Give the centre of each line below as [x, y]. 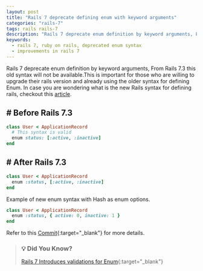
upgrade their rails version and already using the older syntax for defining [98, 81]
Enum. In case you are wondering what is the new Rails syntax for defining [99, 88]
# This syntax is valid [41, 132]
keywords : [19, 40]
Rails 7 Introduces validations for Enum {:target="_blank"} [92, 262]
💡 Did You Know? [47, 249]
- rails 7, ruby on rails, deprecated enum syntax [77, 46]
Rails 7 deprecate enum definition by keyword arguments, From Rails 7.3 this [101, 68]
